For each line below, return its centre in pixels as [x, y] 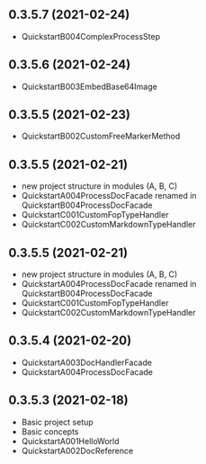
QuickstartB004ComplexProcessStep [91, 36]
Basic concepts [50, 432]
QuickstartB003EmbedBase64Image [90, 86]
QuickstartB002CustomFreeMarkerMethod [101, 136]
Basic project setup [57, 422]
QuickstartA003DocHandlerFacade [86, 362]
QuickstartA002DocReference [77, 451]
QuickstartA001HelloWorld [70, 441]
